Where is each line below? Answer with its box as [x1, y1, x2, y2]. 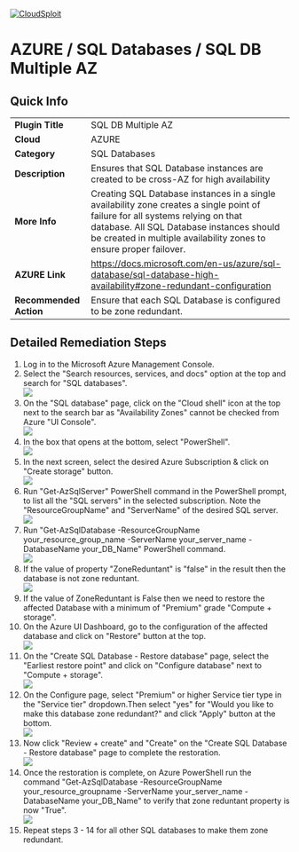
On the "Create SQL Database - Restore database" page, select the [22, 651, 270, 661]
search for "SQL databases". [22, 377, 128, 388]
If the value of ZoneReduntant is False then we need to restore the [22, 593, 265, 603]
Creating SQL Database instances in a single [90, 187, 276, 200]
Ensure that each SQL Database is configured [90, 294, 280, 306]
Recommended [14, 294, 81, 306]
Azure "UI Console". [22, 416, 97, 427]
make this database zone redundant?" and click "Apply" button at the [22, 708, 276, 719]
